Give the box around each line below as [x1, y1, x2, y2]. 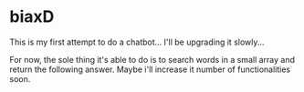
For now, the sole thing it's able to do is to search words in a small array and [9, 54, 295, 65]
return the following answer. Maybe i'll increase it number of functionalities [9, 64, 290, 75]
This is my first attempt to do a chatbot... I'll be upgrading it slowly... [9, 36, 265, 47]
